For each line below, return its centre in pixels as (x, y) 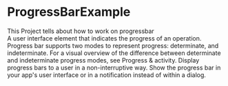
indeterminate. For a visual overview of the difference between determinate (114, 53)
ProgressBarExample (69, 12)
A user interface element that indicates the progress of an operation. (104, 38)
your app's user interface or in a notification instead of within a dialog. (107, 75)
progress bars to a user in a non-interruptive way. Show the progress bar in (114, 67)
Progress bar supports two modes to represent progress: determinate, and (113, 45)
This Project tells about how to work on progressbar (81, 31)
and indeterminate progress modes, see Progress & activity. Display (103, 60)
